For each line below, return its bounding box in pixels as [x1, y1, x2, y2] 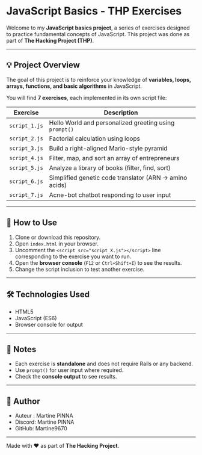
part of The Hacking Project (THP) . [6, 37, 94, 44]
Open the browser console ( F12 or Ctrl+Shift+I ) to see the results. [14, 259, 182, 266]
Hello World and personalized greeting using [49, 119, 175, 127]
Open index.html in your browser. [14, 240, 99, 247]
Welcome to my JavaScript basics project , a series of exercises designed [6, 24, 190, 31]
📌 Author [6, 396, 40, 406]
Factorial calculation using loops [49, 134, 140, 143]
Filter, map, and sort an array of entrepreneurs [49, 153, 180, 162]
